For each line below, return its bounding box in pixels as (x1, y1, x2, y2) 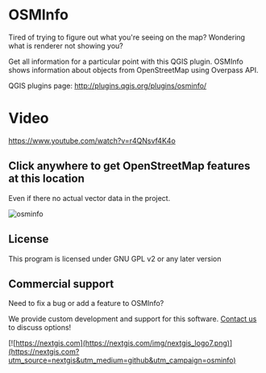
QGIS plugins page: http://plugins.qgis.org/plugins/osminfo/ (8, 81, 207, 90)
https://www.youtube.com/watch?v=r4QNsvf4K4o (8, 136, 176, 145)
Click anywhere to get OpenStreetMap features (8, 159, 251, 173)
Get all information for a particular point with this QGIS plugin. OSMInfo (8, 57, 243, 66)
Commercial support (8, 277, 114, 291)
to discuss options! (8, 323, 72, 333)
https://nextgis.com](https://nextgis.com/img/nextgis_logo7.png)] (15, 338, 233, 348)
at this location (8, 172, 85, 186)
